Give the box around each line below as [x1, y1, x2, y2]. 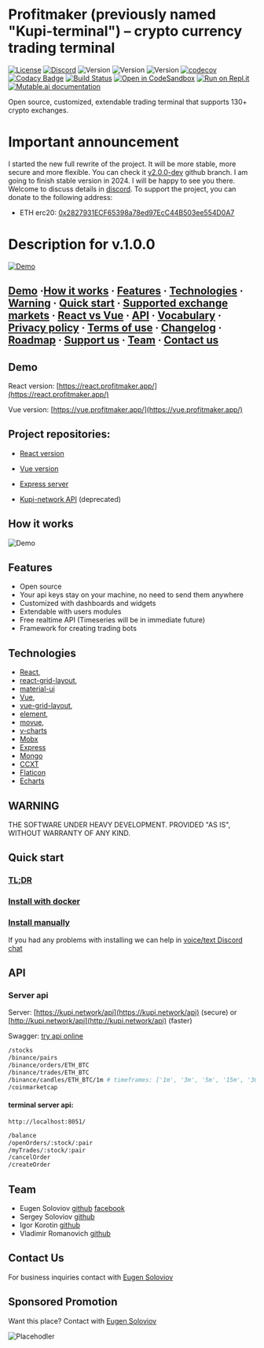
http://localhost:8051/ [8, 1117, 86, 1126]
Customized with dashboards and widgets [19, 599, 156, 608]
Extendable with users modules [19, 607, 122, 616]
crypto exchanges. [8, 105, 69, 115]
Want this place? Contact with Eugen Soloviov [8, 1316, 157, 1325]
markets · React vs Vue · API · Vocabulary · [8, 309, 222, 322]
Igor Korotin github [19, 1220, 81, 1230]
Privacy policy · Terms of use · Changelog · [8, 321, 222, 335]
